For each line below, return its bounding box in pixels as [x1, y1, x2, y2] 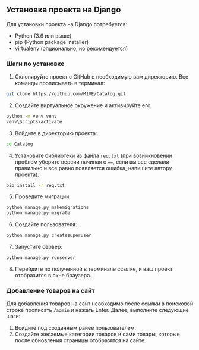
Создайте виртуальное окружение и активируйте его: [14, 101, 153, 109]
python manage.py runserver [6, 255, 76, 261]
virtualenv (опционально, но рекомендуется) [14, 45, 128, 52]
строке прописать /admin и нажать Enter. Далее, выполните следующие [6, 307, 189, 314]
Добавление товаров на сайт [6, 286, 95, 295]
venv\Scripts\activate [6, 118, 62, 124]
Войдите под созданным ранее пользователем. [14, 324, 137, 332]
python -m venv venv [6, 113, 58, 119]
